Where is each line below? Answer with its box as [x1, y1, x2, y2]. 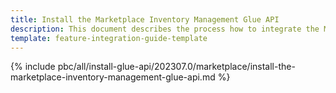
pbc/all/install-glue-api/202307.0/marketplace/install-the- [57, 61, 296, 73]
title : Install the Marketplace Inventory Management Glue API [10, 14, 280, 25]
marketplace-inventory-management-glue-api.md [10, 71, 216, 83]
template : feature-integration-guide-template [10, 33, 208, 43]
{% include [10, 61, 56, 73]
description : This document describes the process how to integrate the [10, 24, 320, 34]
